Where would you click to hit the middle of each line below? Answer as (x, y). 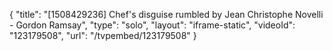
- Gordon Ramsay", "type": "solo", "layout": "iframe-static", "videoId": (152, 25)
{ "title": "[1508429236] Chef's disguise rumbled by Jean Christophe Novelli (166, 14)
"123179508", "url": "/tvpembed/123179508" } (103, 35)
